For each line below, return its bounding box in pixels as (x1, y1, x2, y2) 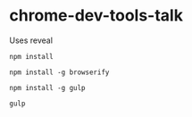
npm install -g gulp (9, 83, 87, 92)
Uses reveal (9, 35, 54, 46)
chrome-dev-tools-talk (9, 5, 183, 26)
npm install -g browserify (9, 68, 110, 77)
